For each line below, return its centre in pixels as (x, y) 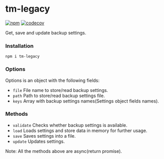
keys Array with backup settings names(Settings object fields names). (86, 101)
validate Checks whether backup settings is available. (70, 125)
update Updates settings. (39, 141)
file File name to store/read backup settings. (60, 90)
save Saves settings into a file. (44, 136)
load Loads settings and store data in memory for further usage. (80, 131)
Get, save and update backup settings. (46, 33)
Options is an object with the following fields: (52, 80)
